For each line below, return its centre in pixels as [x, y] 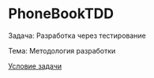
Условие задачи [35, 66]
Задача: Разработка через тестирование [77, 35]
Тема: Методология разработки [62, 50]
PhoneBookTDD [61, 14]
